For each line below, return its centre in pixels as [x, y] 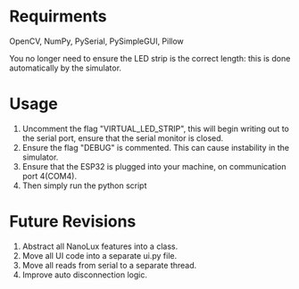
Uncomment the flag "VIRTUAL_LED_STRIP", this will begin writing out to [156, 128]
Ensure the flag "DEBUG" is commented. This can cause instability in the [156, 147]
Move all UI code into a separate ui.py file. [100, 255]
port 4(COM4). [50, 176]
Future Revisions [73, 222]
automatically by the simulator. [66, 68]
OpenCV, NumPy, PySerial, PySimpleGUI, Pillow [97, 41]
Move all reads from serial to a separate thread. [109, 265]
